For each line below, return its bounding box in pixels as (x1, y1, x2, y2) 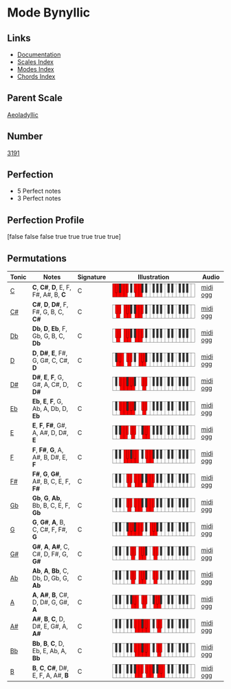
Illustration (137, 273, 170, 281)
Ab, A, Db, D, (32, 405, 69, 413)
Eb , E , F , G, (32, 397, 63, 405)
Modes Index (16, 65, 54, 73)
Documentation (16, 50, 61, 59)
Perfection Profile (7, 214, 85, 226)
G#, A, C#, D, (32, 380, 69, 388)
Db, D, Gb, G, (32, 573, 69, 582)
